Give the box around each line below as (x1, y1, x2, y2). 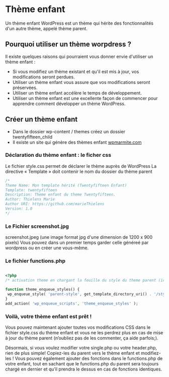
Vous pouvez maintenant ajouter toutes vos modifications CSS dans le (5, 324, 151, 330)
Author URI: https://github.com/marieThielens (5, 202, 105, 207)
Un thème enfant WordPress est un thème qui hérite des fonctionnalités (5, 20, 153, 26)
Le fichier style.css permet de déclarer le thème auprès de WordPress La (5, 163, 157, 169)
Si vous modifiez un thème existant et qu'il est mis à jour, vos (12, 68, 139, 74)
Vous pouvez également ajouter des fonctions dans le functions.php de (15, 355, 163, 361)
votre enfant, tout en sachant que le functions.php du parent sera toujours (5, 361, 159, 366)
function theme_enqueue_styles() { (5, 287, 80, 292)
